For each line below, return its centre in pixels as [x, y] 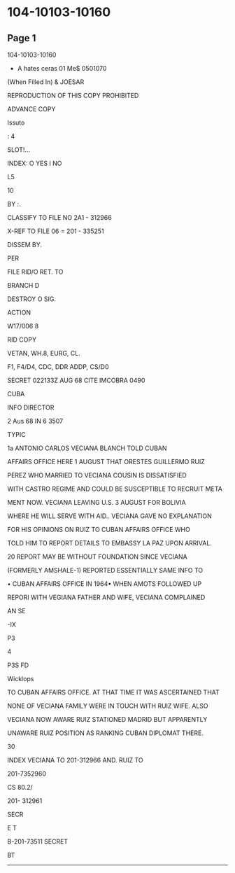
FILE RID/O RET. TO [35, 272]
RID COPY [22, 340]
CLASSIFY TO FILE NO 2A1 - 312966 [59, 217]
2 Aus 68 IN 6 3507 [35, 421]
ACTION [19, 313]
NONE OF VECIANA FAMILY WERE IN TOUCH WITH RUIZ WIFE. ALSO [108, 706]
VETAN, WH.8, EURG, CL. [44, 353]
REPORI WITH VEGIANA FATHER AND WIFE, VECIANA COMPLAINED [106, 597]
